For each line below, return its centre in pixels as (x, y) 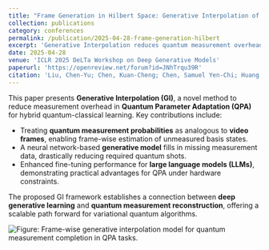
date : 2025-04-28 (37, 53)
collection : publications (51, 23)
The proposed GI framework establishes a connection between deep (122, 196)
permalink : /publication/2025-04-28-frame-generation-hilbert (114, 38)
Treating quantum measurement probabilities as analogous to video (134, 130)
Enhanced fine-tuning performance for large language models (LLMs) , (137, 164)
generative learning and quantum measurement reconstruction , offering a (134, 205)
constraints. (40, 181)
